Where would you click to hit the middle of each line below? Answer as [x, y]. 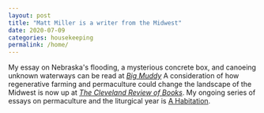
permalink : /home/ [38, 45]
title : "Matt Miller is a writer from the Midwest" [95, 23]
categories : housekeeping [51, 38]
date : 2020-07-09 [37, 30]
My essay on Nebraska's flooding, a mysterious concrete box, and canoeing [132, 67]
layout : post [30, 15]
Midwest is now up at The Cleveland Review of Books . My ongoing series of [132, 92]
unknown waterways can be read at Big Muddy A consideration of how [124, 76]
